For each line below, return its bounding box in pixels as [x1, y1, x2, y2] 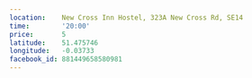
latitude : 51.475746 [9, 38, 99, 48]
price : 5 [9, 30, 67, 39]
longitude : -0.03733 [9, 47, 94, 56]
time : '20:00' [9, 22, 91, 30]
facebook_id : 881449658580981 [9, 55, 123, 64]
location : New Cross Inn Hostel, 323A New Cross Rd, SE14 [9, 13, 244, 22]
